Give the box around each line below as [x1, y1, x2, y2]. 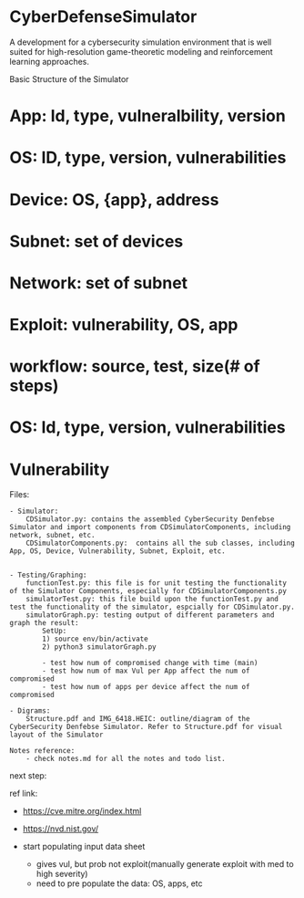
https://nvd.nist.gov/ [22, 823, 99, 834]
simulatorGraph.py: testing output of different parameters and [25, 611, 275, 620]
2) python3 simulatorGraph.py [42, 642, 157, 652]
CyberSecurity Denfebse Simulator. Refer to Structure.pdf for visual [9, 723, 283, 732]
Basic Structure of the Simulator [9, 73, 129, 84]
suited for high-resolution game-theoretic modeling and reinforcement [9, 46, 273, 57]
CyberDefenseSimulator [9, 6, 198, 27]
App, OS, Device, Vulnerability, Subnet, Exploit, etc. [9, 547, 226, 556]
